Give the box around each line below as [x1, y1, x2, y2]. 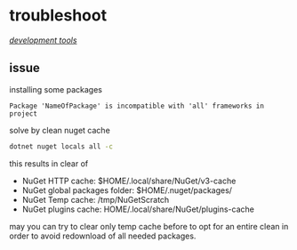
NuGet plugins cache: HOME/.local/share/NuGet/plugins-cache [21, 204, 255, 214]
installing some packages [9, 84, 102, 94]
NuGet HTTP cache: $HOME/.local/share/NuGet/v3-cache [21, 175, 237, 186]
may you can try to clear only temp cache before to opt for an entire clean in [9, 221, 289, 231]
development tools [9, 35, 77, 45]
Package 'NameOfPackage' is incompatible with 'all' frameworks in [9, 101, 265, 110]
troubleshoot [9, 5, 108, 26]
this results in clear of [9, 157, 89, 169]
